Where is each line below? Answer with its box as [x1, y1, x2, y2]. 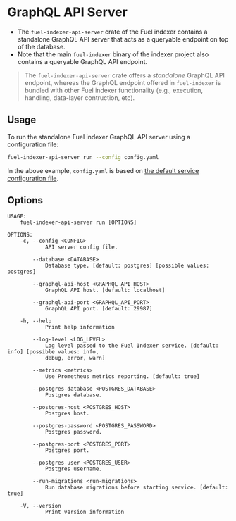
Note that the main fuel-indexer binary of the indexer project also [17, 50, 209, 58]
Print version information [44, 508, 125, 516]
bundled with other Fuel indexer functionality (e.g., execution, [24, 86, 203, 94]
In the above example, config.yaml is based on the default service [7, 166, 199, 175]
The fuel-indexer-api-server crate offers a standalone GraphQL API [24, 71, 225, 80]
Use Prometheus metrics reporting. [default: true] [44, 373, 200, 380]
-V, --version [20, 503, 61, 510]
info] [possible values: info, [7, 349, 99, 356]
